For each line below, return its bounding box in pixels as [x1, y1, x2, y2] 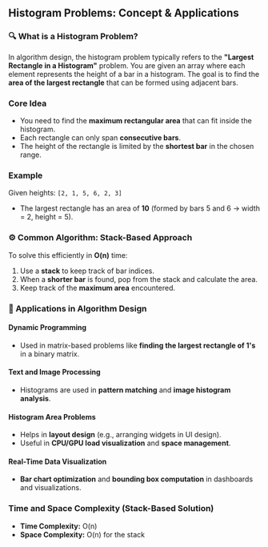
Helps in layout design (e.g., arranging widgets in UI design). [19, 430, 222, 440]
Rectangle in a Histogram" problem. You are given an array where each [8, 60, 246, 70]
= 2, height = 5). [19, 212, 74, 222]
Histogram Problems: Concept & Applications [8, 6, 239, 20]
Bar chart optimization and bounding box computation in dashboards [19, 474, 254, 484]
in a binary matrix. [19, 348, 80, 359]
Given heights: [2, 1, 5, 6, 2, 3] [8, 188, 122, 198]
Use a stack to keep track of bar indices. [19, 266, 154, 276]
